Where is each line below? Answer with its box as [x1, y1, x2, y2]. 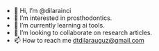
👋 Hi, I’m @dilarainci [13, 7, 72, 14]
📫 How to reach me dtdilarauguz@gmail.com [13, 37, 144, 44]
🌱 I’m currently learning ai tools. [13, 21, 106, 29]
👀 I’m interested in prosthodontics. [13, 14, 112, 22]
